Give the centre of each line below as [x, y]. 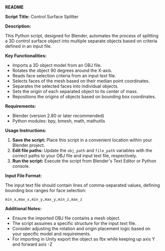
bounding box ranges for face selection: [46, 190]
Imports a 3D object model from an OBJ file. [57, 65]
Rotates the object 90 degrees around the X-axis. [62, 70]
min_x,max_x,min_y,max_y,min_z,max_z [44, 199]
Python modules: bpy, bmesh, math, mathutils [59, 121]
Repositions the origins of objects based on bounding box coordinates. [84, 96]
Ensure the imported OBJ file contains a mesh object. [66, 218]
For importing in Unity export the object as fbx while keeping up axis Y [83, 239]
